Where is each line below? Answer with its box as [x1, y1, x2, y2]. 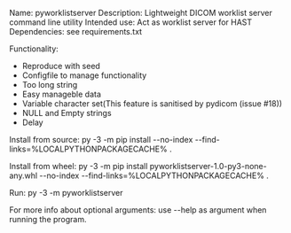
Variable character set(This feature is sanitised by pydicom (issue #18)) [21, 98, 282, 109]
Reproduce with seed [21, 61, 100, 71]
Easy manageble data [21, 89, 102, 99]
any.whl [9, 170, 38, 181]
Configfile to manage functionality [21, 70, 147, 81]
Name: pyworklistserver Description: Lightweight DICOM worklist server [9, 8, 272, 18]
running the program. [9, 214, 87, 224]
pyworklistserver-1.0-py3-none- [149, 161, 268, 171]
